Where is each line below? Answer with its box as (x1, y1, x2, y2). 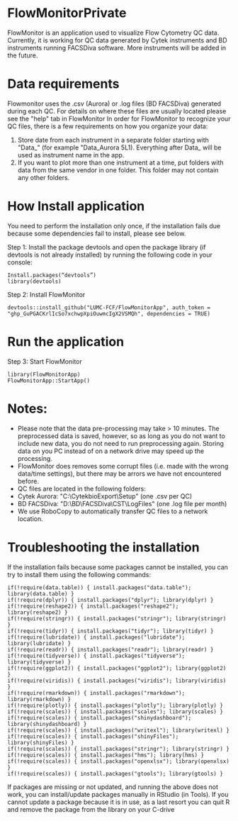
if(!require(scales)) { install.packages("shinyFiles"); (7, 732, 179, 740)
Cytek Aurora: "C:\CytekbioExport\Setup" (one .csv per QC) (17, 491, 193, 501)
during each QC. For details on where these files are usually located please (7, 106, 227, 115)
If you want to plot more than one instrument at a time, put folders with (17, 158, 225, 167)
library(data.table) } (7, 590, 74, 597)
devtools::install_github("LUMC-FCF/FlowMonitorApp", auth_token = (7, 303, 211, 311)
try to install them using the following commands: (7, 570, 151, 579)
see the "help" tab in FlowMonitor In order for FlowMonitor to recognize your (7, 114, 231, 123)
